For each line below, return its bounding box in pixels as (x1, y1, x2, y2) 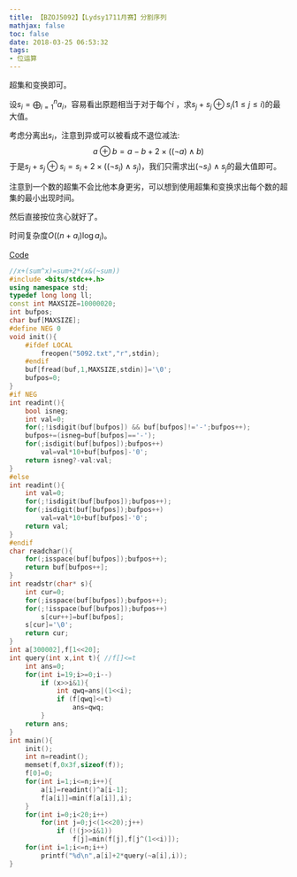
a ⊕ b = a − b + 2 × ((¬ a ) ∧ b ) (92, 146, 205, 157)
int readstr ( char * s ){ (9, 579, 93, 589)
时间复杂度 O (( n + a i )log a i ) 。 (9, 230, 112, 243)
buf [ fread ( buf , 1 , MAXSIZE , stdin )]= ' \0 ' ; (25, 365, 172, 375)
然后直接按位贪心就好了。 (9, 212, 103, 222)
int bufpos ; (9, 307, 53, 317)
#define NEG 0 (9, 324, 62, 333)
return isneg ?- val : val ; (25, 455, 113, 465)
